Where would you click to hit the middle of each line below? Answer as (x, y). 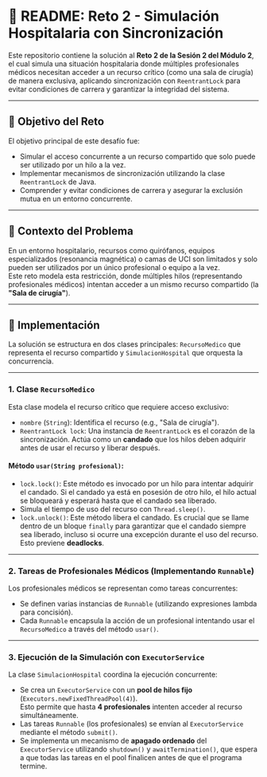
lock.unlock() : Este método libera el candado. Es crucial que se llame (134, 517)
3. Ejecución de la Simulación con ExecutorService (106, 657)
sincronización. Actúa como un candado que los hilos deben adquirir (133, 439)
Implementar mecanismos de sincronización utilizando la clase (122, 173)
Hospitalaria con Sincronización (116, 33)
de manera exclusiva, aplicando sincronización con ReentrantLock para (124, 80)
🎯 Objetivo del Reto (56, 122)
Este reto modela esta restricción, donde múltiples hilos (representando (125, 276)
